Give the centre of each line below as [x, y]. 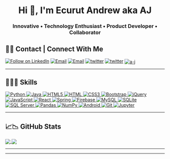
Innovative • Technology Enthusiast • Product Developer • [85, 26]
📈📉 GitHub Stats [33, 126]
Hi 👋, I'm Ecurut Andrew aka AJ [85, 10]
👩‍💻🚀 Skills [22, 82]
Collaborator [85, 32]
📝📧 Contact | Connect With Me [54, 49]
